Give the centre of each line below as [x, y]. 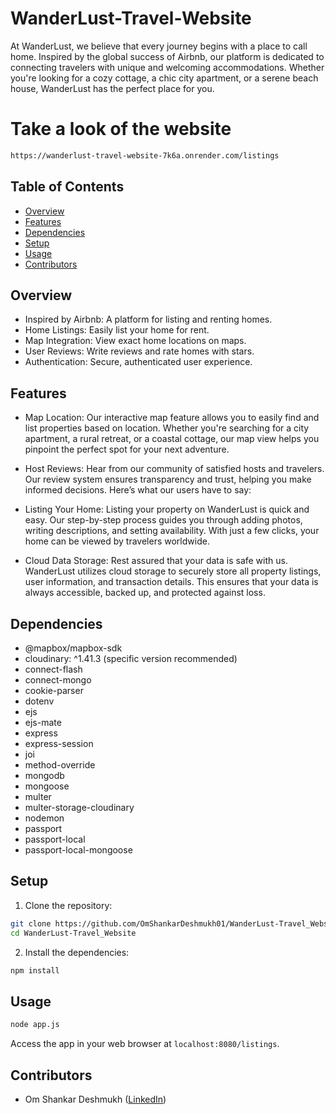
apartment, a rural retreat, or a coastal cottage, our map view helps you [172, 439]
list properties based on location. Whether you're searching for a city [167, 428]
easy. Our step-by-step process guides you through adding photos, [163, 520]
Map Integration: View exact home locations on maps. [135, 341]
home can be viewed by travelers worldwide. [117, 541]
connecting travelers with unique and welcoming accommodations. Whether [167, 67]
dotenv [39, 701]
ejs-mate [43, 722]
